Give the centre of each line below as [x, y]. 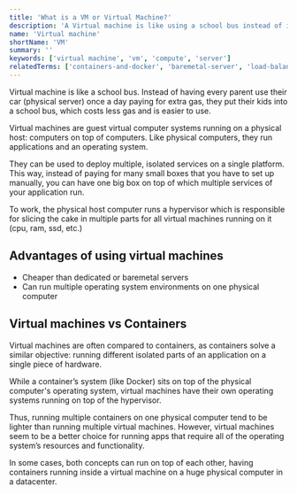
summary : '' [31, 50]
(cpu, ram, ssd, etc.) [46, 228]
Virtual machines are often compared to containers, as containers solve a [142, 345]
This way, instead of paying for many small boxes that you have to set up [142, 173]
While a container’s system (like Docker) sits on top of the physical [130, 381]
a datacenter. [33, 481]
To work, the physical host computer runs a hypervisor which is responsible [147, 209]
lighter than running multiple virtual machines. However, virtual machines [142, 427]
